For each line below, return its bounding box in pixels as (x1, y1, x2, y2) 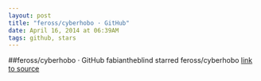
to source (8, 64, 40, 74)
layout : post (8, 11, 52, 20)
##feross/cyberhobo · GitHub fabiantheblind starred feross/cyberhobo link (8, 56, 253, 65)
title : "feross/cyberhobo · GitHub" (8, 19, 130, 27)
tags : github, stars (8, 33, 77, 42)
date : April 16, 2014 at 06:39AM (8, 26, 119, 34)
